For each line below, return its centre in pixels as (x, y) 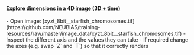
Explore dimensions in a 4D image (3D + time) (63, 8)
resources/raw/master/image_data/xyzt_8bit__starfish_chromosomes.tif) (94, 34)
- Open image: (24, 21)
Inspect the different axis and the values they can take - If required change (97, 40)
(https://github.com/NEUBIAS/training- (53, 27)
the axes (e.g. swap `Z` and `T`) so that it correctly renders (77, 46)
